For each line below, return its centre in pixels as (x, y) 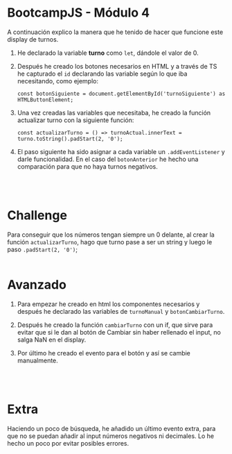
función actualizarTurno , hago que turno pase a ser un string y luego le (110, 242)
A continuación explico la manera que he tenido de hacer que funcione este (115, 32)
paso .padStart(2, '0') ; (43, 249)
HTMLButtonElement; (45, 100)
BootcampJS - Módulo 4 (79, 13)
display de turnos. (33, 39)
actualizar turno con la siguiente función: (75, 120)
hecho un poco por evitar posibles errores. (68, 443)
